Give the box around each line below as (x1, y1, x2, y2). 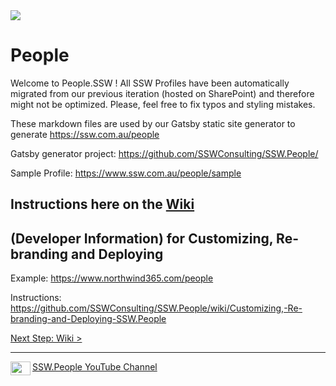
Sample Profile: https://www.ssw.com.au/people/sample (10, 167, 242, 179)
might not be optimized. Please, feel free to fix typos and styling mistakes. (10, 98, 316, 110)
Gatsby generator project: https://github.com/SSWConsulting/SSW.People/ (10, 147, 319, 159)
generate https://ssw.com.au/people (10, 128, 160, 140)
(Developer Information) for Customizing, (10, 230, 274, 247)
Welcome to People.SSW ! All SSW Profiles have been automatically (10, 77, 290, 89)
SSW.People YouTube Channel (32, 361, 158, 373)
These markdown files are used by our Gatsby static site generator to (10, 117, 296, 129)
